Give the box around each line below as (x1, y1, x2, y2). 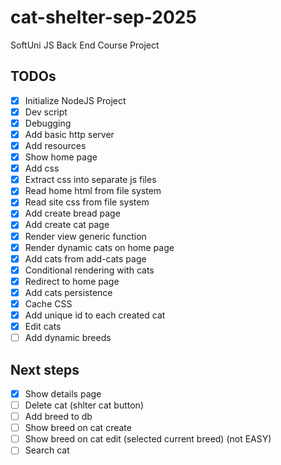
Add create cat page (24, 219, 110, 231)
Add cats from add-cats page (24, 252, 147, 265)
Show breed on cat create (24, 422, 132, 434)
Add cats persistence (24, 286, 113, 298)
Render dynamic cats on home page (24, 241, 175, 253)
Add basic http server (24, 128, 115, 140)
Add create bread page (24, 207, 121, 220)
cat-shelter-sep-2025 (10, 6, 197, 29)
